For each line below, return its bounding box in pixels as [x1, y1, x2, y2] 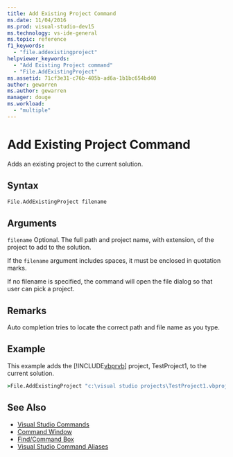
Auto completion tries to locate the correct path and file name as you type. [7, 323, 221, 331]
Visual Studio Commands [17, 420, 90, 429]
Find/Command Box [17, 435, 75, 443]
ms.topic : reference [7, 36, 67, 43]
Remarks [7, 304, 47, 316]
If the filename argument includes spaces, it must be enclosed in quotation [7, 257, 221, 265]
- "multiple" [13, 107, 51, 114]
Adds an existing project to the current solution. [7, 159, 144, 168]
